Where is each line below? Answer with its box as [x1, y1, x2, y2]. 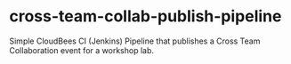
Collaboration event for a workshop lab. [9, 44, 154, 55]
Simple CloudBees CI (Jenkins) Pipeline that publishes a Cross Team [9, 36, 261, 46]
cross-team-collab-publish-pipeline [9, 6, 282, 27]
